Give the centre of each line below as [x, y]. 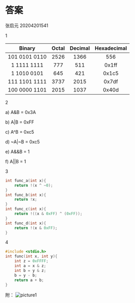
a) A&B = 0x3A [21, 112]
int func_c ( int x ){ [26, 209]
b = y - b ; [26, 275]
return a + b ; [29, 280]
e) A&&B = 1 [17, 151]
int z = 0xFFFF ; [32, 261]
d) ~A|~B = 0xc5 [22, 142]
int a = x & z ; [30, 266]
